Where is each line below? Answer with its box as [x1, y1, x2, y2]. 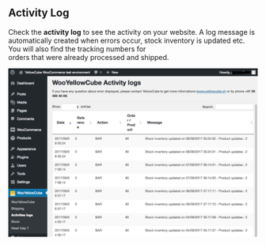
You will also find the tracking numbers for [8, 43, 146, 54]
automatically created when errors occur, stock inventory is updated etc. [8, 36, 245, 45]
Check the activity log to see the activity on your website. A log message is [8, 27, 256, 36]
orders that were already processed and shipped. [8, 52, 169, 62]
